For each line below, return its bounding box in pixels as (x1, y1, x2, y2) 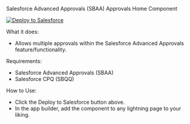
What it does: (6, 28, 39, 35)
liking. (14, 111, 30, 118)
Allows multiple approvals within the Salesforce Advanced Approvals (14, 40, 184, 46)
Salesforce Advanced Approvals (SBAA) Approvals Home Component (6, 5, 177, 12)
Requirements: (6, 58, 42, 64)
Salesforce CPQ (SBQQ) (14, 76, 75, 82)
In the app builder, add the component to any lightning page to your (14, 105, 181, 112)
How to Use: (6, 87, 37, 94)
